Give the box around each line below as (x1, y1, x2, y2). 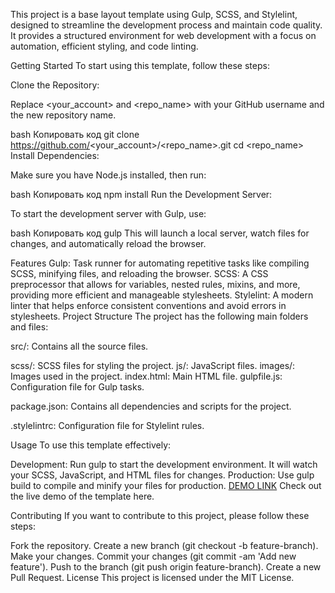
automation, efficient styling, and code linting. (10, 40, 199, 52)
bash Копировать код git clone (10, 129, 140, 140)
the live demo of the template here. (10, 490, 155, 502)
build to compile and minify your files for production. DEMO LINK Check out (10, 480, 322, 491)
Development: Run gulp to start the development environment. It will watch (10, 459, 318, 470)
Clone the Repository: (10, 79, 100, 91)
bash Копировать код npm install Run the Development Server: (10, 189, 273, 200)
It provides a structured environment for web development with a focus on (10, 30, 317, 41)
